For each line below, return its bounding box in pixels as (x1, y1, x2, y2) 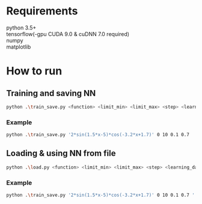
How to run (6, 64, 63, 78)
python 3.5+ (6, 24, 37, 31)
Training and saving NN (6, 88, 96, 98)
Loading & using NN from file (6, 148, 116, 158)
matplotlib (6, 43, 31, 50)
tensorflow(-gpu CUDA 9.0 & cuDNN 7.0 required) (6, 30, 130, 37)
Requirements (6, 4, 78, 18)
